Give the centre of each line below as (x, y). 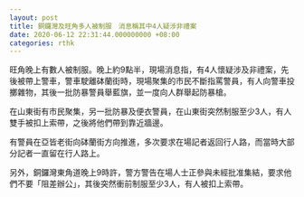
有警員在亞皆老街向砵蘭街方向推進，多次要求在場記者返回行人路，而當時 (144, 142)
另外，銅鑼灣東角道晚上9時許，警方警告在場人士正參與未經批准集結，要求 (147, 173)
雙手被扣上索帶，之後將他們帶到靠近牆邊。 (89, 123)
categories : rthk (42, 43)
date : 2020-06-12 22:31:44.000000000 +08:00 (95, 34)
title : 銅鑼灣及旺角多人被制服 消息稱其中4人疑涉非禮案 (103, 26)
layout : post (34, 18)
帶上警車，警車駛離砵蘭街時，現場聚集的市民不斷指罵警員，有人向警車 (156, 81)
